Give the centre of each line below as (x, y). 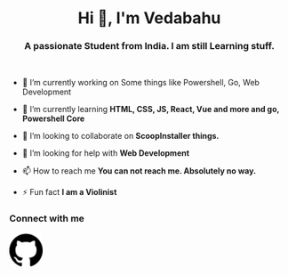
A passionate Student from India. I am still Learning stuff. (149, 46)
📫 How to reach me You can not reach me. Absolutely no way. (139, 171)
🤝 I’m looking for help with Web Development (105, 153)
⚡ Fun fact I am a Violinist (69, 192)
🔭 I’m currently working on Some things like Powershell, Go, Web (141, 83)
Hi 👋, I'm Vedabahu (149, 18)
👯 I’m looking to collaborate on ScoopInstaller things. (120, 136)
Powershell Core (53, 118)
